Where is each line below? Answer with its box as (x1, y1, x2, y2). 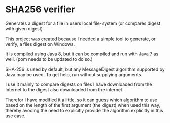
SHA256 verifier (5, 4, 75, 15)
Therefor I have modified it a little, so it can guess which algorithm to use (5, 97, 158, 103)
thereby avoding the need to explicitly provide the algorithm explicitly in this (5, 107, 163, 113)
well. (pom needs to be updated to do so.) (5, 56, 93, 62)
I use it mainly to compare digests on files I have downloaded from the (5, 81, 152, 87)
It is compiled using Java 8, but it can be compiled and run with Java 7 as (5, 51, 159, 57)
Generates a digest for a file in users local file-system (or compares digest (5, 20, 161, 26)
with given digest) (5, 25, 43, 32)
